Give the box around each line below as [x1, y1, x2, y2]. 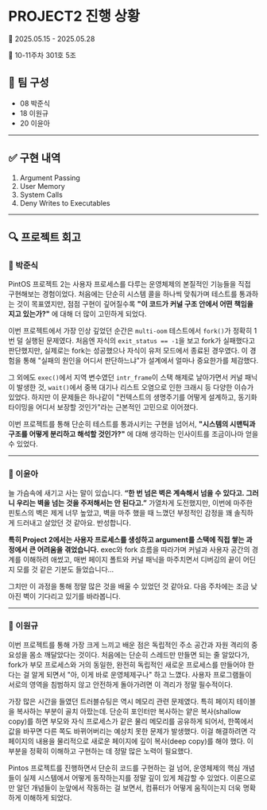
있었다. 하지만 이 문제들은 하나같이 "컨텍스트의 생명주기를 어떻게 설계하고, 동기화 [8, 392, 257, 402]
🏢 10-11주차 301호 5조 [8, 50, 77, 60]
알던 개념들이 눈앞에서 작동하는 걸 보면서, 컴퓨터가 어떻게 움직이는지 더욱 [16, 783, 242, 793]
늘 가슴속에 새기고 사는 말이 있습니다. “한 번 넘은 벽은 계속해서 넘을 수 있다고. [8, 488, 245, 497]
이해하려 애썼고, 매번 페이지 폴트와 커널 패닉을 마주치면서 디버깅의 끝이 [22, 554, 242, 564]
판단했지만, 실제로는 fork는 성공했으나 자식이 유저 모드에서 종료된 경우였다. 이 [8, 346, 249, 356]
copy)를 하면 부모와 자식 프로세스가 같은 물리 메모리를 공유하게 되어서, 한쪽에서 [8, 716, 254, 726]
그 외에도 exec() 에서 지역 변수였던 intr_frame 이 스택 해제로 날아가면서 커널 [8, 372, 244, 382]
